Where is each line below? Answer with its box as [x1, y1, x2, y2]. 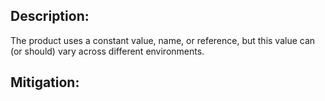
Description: [10, 8, 90, 25]
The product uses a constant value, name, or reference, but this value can [10, 34, 316, 46]
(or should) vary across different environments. [10, 45, 205, 57]
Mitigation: [10, 74, 80, 91]
